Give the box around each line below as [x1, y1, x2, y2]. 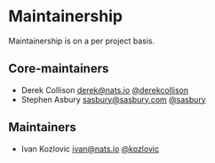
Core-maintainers [8, 61, 109, 76]
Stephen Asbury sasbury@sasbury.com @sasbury [20, 94, 206, 105]
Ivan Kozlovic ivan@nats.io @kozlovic [20, 144, 160, 154]
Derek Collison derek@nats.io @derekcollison [20, 84, 188, 95]
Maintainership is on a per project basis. [8, 35, 155, 46]
